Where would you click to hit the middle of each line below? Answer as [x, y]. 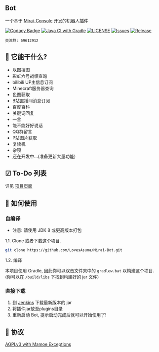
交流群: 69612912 [22, 41]
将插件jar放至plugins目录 [38, 309]
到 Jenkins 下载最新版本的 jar [42, 303]
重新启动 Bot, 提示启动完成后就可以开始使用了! [59, 315]
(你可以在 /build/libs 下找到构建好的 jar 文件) [52, 277]
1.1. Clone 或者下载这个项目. [33, 241]
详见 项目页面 [19, 186]
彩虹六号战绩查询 [30, 76]
